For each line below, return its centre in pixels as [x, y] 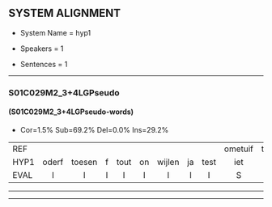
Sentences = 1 [44, 64]
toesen [85, 162]
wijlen [168, 162]
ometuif [238, 149]
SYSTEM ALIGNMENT [65, 13]
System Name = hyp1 [55, 32]
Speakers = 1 [42, 49]
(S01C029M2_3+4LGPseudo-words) [71, 112]
